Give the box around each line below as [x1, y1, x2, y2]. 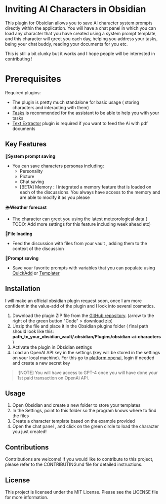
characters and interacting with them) [12, 104, 89, 110]
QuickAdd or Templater [12, 270, 60, 276]
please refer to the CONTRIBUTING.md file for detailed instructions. [5, 461, 143, 467]
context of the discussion [12, 246, 64, 252]
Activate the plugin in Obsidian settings [12, 344, 92, 350]
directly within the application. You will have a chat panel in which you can [5, 25, 157, 31]
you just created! [12, 429, 47, 435]
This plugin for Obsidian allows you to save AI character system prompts [5, 20, 153, 26]
